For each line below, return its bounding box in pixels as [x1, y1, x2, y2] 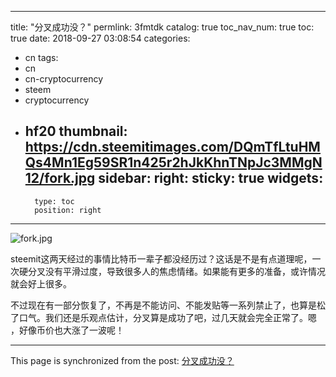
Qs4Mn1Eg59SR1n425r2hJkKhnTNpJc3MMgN [24, 154, 323, 171]
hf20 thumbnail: [24, 123, 128, 140]
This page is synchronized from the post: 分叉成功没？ [10, 354, 235, 366]
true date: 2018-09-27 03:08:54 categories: [10, 32, 191, 44]
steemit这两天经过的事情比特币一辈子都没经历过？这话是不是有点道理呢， [10, 252, 313, 265]
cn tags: [24, 52, 59, 63]
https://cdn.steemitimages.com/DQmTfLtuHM [24, 139, 321, 156]
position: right [34, 205, 102, 215]
